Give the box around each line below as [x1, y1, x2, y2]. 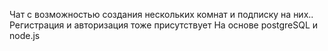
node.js [9, 30, 41, 41]
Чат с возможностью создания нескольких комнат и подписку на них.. [9, 9, 314, 20]
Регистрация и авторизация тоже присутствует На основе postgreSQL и [9, 19, 319, 31]
